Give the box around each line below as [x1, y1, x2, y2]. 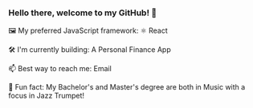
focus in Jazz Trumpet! [8, 91, 85, 101]
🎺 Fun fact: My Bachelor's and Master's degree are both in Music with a [8, 82, 246, 92]
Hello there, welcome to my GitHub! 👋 [8, 7, 157, 18]
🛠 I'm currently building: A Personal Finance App [8, 45, 171, 54]
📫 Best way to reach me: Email [8, 64, 112, 74]
